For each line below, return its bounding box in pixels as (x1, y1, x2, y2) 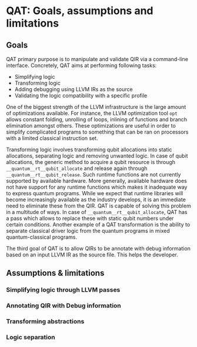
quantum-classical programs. (6, 233, 78, 241)
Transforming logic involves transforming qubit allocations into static (6, 146, 172, 153)
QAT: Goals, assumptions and (6, 4, 154, 18)
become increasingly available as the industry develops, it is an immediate (6, 196, 186, 203)
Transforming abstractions (6, 318, 85, 326)
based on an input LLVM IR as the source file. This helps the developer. (6, 251, 178, 258)
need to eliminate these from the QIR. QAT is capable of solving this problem (6, 202, 191, 209)
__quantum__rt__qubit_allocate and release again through (6, 165, 148, 172)
